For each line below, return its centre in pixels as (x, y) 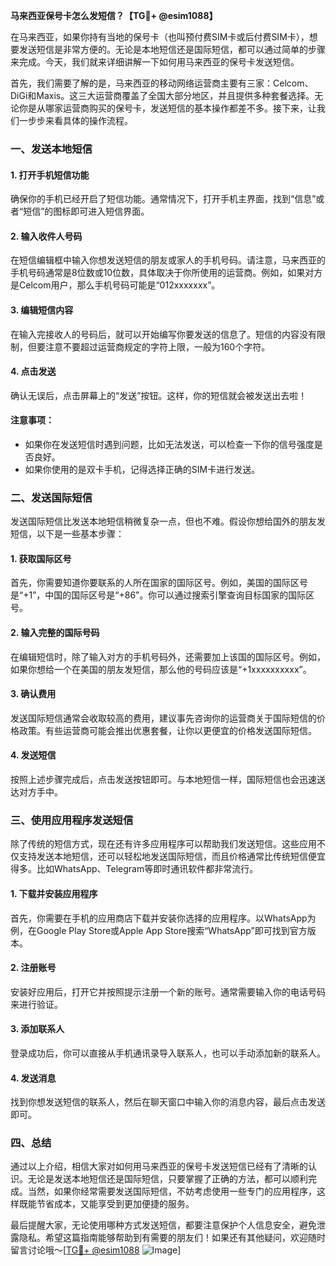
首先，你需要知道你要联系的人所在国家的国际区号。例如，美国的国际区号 (159, 583)
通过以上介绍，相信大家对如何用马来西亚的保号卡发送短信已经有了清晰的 (159, 1166)
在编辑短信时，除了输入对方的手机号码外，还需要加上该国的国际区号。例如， (168, 656)
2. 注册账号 (33, 968)
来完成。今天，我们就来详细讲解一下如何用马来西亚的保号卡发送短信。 (155, 62)
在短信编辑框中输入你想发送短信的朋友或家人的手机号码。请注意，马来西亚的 (168, 260)
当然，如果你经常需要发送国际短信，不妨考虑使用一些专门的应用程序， (172, 1191)
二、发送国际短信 (51, 497)
